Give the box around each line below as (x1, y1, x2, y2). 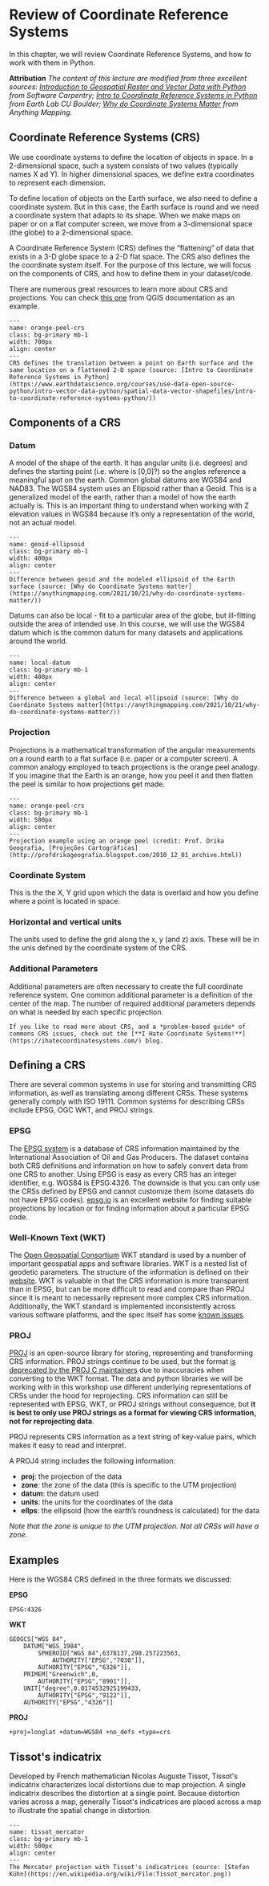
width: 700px (9, 337, 53, 346)
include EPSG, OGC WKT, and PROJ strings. (9, 1105, 155, 1115)
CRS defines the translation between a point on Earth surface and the (9, 359, 253, 367)
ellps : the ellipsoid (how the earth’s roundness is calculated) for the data (20, 1506, 259, 1516)
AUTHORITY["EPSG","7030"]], (51, 1656, 147, 1664)
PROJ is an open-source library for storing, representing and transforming (9, 1348, 254, 1358)
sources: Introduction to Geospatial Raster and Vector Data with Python (9, 82, 247, 92)
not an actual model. (9, 518, 77, 528)
